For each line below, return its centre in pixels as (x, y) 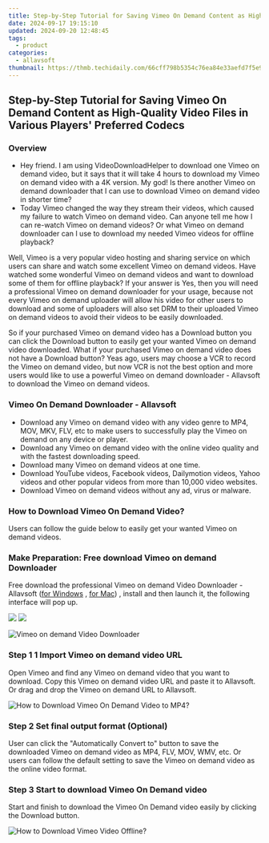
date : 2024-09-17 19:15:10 (53, 23)
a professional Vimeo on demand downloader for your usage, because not (131, 292)
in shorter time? (46, 200)
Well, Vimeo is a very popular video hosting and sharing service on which (129, 258)
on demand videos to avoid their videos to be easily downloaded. (116, 317)
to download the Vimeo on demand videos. (79, 384)
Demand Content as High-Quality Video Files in (128, 113)
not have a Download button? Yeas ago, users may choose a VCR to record (132, 358)
